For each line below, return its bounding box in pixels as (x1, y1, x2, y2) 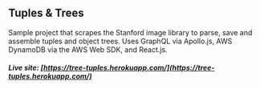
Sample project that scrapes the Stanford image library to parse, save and (8, 27, 253, 37)
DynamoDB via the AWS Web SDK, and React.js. (8, 44, 168, 55)
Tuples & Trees (8, 6, 84, 20)
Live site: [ (8, 63, 44, 73)
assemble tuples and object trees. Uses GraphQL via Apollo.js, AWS (8, 36, 233, 46)
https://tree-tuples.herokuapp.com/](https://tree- (43, 63, 215, 73)
